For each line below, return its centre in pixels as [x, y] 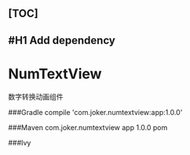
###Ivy [20, 142]
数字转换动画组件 [36, 96]
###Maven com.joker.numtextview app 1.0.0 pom [88, 127]
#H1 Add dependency [62, 40]
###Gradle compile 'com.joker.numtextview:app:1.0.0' [95, 112]
